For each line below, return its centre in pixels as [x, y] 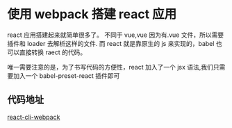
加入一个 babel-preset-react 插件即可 [66, 75]
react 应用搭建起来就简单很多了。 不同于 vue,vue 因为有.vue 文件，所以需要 [116, 35]
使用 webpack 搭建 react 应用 [92, 14]
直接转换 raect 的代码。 [53, 52]
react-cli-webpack [34, 117]
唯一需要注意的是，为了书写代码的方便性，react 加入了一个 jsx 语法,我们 [110, 67]
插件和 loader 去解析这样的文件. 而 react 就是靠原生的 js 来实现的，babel [111, 43]
